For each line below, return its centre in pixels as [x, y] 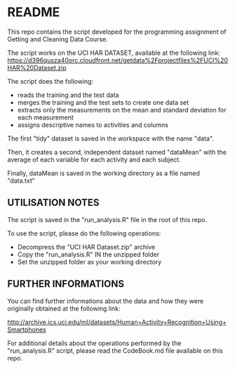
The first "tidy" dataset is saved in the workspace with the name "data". [110, 138]
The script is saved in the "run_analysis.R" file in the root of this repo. [107, 219]
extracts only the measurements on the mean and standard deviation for [122, 110]
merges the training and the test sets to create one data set [103, 102]
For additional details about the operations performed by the [94, 343]
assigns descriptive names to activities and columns [93, 124]
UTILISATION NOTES [53, 203]
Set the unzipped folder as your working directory [89, 261]
